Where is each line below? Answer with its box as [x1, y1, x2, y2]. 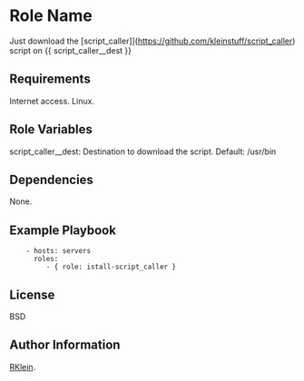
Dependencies [9, 171, 93, 187]
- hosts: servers [25, 247, 92, 256]
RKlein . [9, 361, 36, 372]
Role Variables [9, 122, 93, 137]
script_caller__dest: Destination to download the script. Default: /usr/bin [9, 146, 277, 157]
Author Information [9, 337, 121, 353]
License [9, 287, 55, 302]
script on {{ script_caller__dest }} [9, 44, 132, 55]
